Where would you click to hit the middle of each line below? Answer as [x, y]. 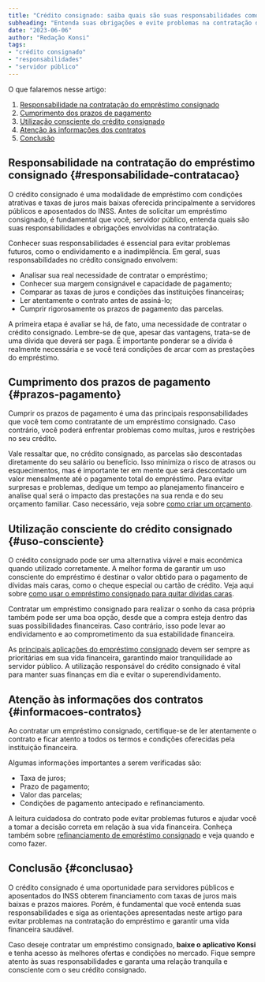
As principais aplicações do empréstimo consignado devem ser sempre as [129, 650]
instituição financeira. [43, 747]
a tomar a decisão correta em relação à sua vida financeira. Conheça [120, 827]
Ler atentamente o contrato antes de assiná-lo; [96, 300]
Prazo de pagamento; [55, 786]
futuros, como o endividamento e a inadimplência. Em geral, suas [114, 251]
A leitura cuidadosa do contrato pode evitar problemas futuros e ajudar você [132, 818]
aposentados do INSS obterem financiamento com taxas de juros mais [123, 895]
